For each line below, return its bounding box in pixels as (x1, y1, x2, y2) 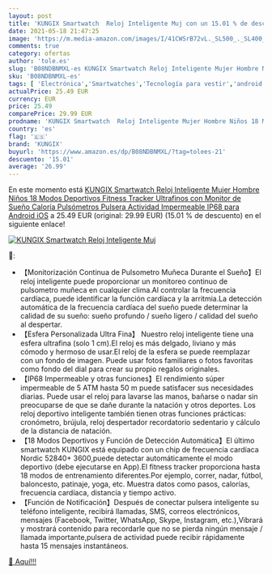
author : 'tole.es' (8, 58, 70, 66)
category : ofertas (8, 49, 70, 58)
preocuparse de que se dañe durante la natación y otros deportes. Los (19, 401, 257, 410)
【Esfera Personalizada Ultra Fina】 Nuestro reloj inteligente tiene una (19, 329, 254, 339)
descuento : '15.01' (8, 155, 74, 163)
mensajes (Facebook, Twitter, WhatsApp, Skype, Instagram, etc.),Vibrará (19, 516, 263, 525)
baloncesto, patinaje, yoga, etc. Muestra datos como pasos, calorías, (19, 479, 251, 489)
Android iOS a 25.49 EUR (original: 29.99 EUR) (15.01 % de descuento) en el (8, 211, 261, 221)
